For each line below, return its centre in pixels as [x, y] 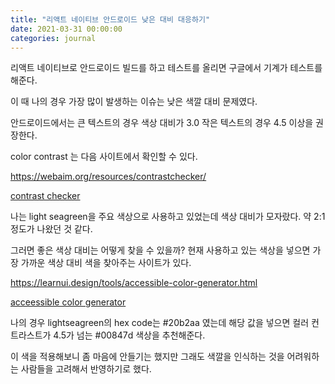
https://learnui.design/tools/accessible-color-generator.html [134, 283]
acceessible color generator [68, 302]
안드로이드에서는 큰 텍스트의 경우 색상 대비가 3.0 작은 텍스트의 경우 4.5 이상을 [162, 123]
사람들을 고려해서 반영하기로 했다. [86, 369]
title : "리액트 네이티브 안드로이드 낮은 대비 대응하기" [110, 19]
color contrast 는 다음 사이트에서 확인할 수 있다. [104, 157]
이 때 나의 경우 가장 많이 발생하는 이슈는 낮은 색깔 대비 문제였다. [134, 102]
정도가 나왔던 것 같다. [51, 229]
